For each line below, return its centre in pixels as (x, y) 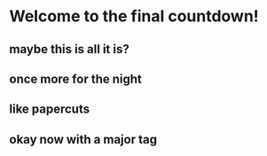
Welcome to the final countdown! (134, 16)
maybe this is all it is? (70, 49)
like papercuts (50, 109)
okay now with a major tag (83, 139)
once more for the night (75, 78)
